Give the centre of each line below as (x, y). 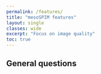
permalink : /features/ (35, 12)
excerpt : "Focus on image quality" (51, 34)
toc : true (19, 39)
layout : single (25, 23)
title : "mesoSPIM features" (41, 17)
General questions (41, 64)
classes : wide (24, 28)
